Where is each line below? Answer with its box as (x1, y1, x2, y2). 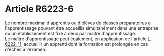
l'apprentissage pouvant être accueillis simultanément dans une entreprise (5, 25, 159, 31)
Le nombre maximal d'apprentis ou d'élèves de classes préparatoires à (5, 20, 151, 26)
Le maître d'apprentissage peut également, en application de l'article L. (5, 36, 152, 42)
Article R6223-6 (5, 3, 74, 15)
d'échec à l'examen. (5, 46, 47, 52)
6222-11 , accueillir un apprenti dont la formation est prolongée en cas (5, 41, 148, 47)
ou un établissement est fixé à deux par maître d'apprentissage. (5, 30, 136, 36)
